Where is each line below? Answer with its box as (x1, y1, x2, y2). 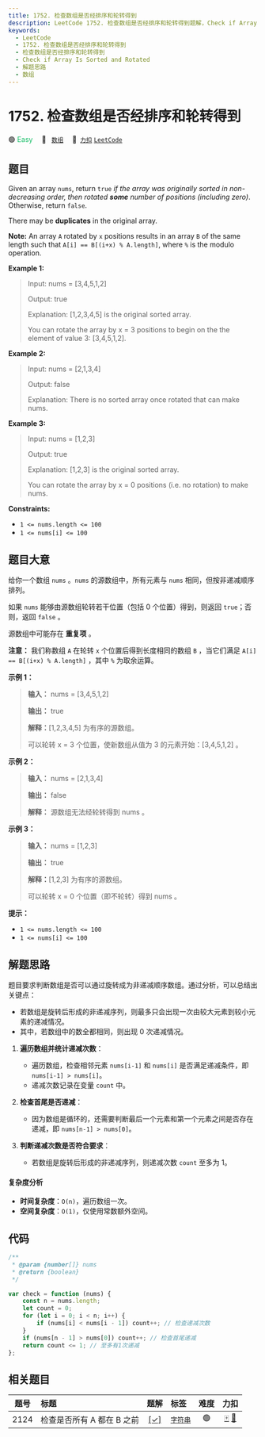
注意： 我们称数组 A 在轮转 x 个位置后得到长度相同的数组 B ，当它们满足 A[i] (8, 646, 257, 655)
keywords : (8, 26, 41, 34)
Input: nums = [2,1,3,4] (27, 364, 101, 374)
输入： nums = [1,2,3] (27, 841, 97, 851)
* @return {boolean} (11, 1268, 80, 1276)
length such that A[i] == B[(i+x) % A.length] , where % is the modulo (8, 239, 235, 250)
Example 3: (8, 419, 46, 428)
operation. (8, 248, 42, 258)
